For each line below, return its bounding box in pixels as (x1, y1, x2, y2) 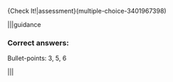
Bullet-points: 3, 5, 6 (7, 54, 67, 63)
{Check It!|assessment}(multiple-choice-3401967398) (7, 7, 167, 15)
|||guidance (7, 20, 41, 28)
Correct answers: (7, 37, 69, 47)
